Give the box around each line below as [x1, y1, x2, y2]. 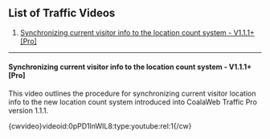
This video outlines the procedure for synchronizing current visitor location [8, 88, 256, 99]
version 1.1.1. [8, 106, 49, 116]
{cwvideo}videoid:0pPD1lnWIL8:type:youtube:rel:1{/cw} [8, 121, 192, 131]
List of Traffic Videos [8, 6, 116, 20]
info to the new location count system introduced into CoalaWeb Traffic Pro [8, 97, 257, 107]
